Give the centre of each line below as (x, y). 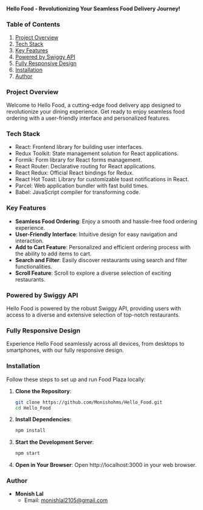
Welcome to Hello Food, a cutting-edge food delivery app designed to (94, 105)
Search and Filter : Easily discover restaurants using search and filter (101, 260)
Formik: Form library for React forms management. (78, 160)
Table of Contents (33, 24)
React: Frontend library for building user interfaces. (79, 147)
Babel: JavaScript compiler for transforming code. (78, 192)
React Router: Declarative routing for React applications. (85, 167)
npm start (28, 453)
